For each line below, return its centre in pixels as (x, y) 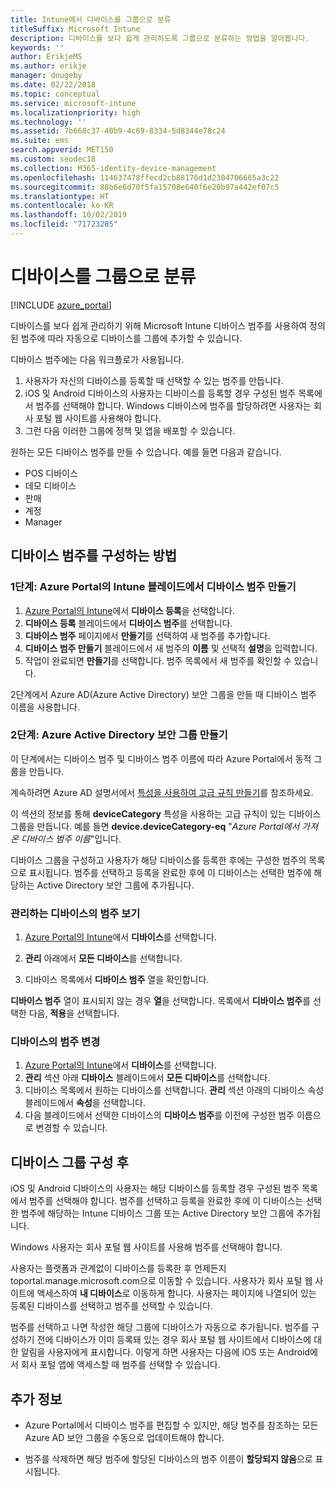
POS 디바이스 (51, 473)
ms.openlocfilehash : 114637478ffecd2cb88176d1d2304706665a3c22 (145, 177)
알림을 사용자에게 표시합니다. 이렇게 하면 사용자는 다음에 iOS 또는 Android (165, 1352)
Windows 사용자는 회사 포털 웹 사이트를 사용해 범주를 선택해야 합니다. (146, 1247)
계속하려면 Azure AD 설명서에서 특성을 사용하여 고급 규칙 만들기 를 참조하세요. (162, 792)
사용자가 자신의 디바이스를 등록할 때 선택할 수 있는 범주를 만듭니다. (154, 380)
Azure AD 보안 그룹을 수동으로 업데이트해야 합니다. (124, 1438)
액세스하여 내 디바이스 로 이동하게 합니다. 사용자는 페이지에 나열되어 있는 (176, 1293)
